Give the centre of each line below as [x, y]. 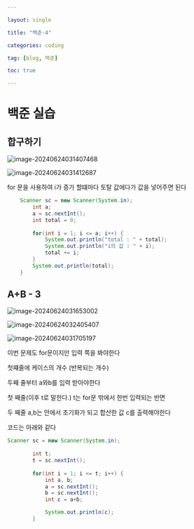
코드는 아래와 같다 [32, 427]
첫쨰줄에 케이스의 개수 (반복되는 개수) [58, 368]
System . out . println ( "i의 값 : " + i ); [100, 247]
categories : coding [36, 45]
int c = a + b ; [63, 499]
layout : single [29, 20]
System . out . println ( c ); [79, 512]
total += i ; [62, 253]
